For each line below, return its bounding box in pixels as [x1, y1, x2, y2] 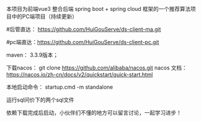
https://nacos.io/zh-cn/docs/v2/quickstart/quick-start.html [6, 71, 153, 78]
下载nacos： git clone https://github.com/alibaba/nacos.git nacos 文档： [6, 64, 187, 71]
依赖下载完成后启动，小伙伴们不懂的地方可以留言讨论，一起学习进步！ [6, 109, 182, 116]
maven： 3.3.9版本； [6, 51, 59, 59]
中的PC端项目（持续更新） [11, 13, 78, 20]
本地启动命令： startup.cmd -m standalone [6, 83, 113, 91]
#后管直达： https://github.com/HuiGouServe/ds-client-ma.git [6, 26, 161, 33]
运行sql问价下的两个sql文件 [6, 96, 75, 103]
